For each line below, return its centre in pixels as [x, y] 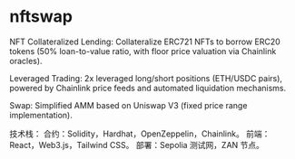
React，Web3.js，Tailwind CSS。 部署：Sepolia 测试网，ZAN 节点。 [137, 145]
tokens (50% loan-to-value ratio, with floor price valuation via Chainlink [143, 51]
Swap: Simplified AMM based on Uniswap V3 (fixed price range [128, 105]
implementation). [41, 115]
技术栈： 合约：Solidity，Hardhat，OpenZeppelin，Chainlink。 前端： [140, 134]
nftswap [41, 17]
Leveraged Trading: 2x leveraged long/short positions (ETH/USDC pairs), [146, 78]
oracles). [26, 61]
